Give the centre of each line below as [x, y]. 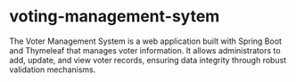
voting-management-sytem [115, 16]
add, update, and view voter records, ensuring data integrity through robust [148, 60]
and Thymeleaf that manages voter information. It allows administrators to [145, 50]
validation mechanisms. [53, 70]
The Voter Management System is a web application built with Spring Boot [146, 41]
